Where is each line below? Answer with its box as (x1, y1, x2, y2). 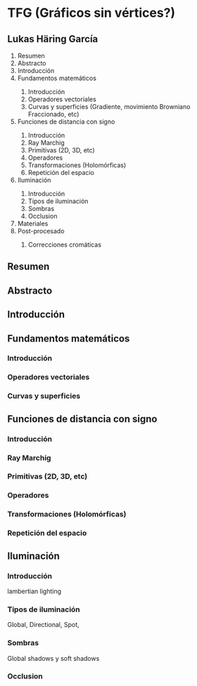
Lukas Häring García (7, 33, 99, 45)
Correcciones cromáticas (27, 240, 102, 249)
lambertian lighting (7, 587, 62, 595)
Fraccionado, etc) (27, 110, 80, 118)
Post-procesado (17, 227, 65, 235)
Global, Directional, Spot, (7, 621, 80, 629)
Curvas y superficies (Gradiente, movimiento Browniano (27, 103, 191, 110)
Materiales (17, 219, 49, 228)
